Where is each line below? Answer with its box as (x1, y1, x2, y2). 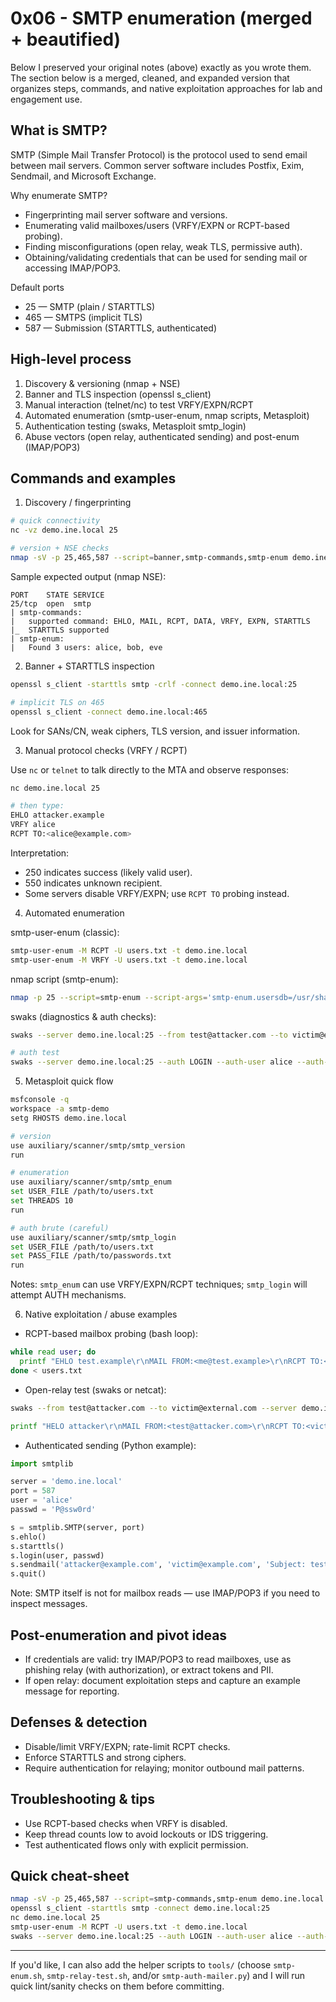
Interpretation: (10, 847, 70, 859)
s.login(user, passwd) (10, 1550, 105, 1561)
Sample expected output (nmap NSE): (10, 570, 167, 582)
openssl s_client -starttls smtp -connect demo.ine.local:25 (10, 1903, 271, 1914)
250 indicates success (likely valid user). (24, 866, 193, 878)
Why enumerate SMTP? (10, 189, 108, 201)
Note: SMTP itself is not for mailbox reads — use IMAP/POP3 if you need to (10, 1587, 321, 1599)
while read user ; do (10, 1347, 97, 1357)
